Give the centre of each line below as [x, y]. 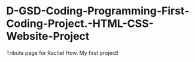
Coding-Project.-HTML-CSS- [80, 24]
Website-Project [48, 36]
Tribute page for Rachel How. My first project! [63, 52]
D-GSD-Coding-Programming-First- [98, 11]
